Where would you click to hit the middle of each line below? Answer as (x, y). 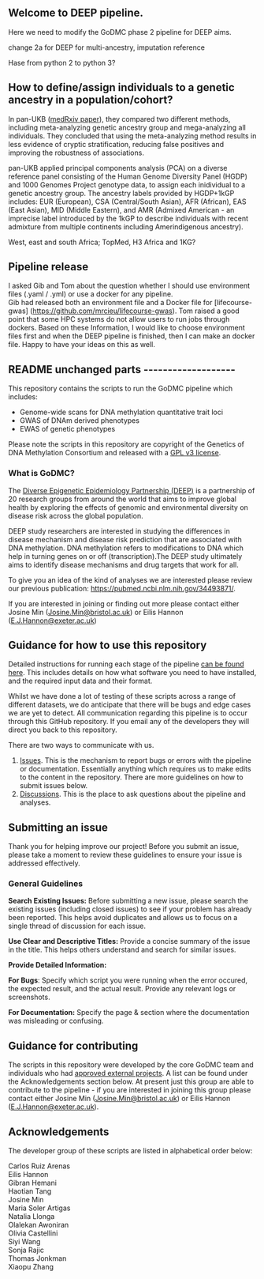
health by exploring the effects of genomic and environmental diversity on (128, 507)
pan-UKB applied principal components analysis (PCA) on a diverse (118, 168)
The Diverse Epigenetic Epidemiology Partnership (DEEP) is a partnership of (132, 490)
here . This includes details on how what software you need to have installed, (132, 673)
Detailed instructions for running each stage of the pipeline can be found (126, 664)
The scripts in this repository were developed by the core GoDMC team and (131, 1065)
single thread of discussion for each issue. (77, 926)
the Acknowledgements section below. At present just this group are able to (131, 1081)
